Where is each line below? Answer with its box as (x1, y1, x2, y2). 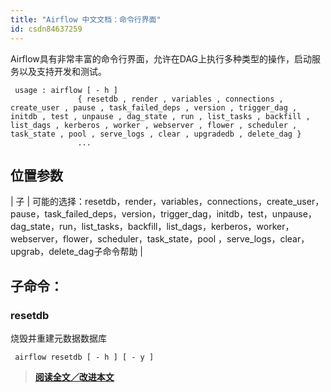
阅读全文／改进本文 (34, 371, 115, 383)
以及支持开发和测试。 (18, 65, 107, 77)
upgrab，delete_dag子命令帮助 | (10, 246, 144, 258)
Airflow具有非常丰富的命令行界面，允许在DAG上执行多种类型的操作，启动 (10, 52, 313, 65)
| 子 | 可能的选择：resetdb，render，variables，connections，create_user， (10, 196, 325, 208)
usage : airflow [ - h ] (14, 85, 118, 95)
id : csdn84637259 (10, 24, 83, 34)
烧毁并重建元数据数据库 (10, 332, 107, 344)
